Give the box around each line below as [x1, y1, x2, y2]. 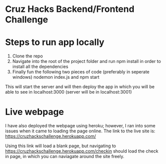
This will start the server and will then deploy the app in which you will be [5, 84, 155, 90]
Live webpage [5, 107, 64, 117]
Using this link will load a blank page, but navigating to [5, 143, 116, 149]
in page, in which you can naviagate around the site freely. [5, 154, 125, 160]
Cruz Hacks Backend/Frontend [5, 3, 135, 15]
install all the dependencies [12, 63, 68, 70]
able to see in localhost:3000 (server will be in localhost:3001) [5, 89, 132, 95]
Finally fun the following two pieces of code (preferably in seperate [12, 69, 150, 75]
